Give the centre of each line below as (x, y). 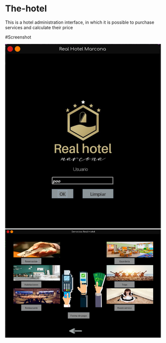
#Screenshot (18, 37)
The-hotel (26, 9)
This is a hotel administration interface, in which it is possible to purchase (80, 22)
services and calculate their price (39, 27)
